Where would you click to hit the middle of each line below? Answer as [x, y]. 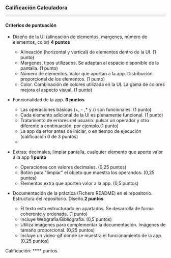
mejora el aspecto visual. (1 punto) [56, 90]
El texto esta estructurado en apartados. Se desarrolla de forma [87, 208]
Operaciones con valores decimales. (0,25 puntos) [73, 167]
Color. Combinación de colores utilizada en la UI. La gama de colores [93, 84]
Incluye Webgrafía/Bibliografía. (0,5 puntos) [66, 219]
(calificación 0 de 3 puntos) [49, 136]
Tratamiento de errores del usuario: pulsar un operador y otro [84, 120]
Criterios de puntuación [31, 25]
